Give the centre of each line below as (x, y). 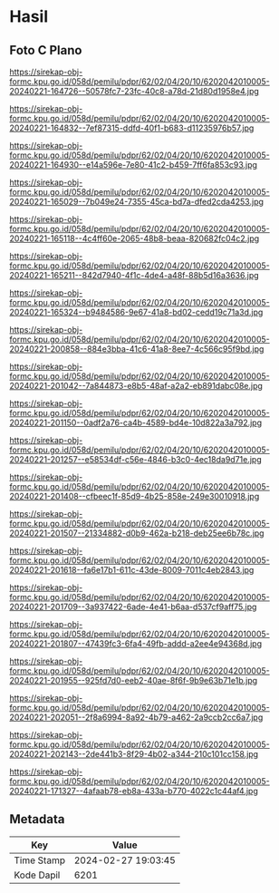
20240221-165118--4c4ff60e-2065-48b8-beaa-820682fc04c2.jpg (135, 238)
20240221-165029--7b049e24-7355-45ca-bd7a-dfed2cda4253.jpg (137, 202)
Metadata (37, 819)
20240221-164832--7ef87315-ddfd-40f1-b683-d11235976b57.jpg (132, 128)
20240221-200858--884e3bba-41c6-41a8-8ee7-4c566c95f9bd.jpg (137, 349)
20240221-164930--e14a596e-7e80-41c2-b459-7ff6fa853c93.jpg (134, 165)
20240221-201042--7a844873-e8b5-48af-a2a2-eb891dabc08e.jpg (136, 386)
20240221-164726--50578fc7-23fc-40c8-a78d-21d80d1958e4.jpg (135, 91)
